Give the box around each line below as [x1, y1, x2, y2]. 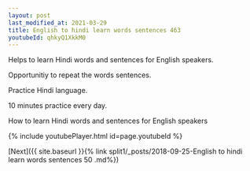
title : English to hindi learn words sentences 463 [8, 26, 181, 34]
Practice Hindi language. [8, 86, 88, 95]
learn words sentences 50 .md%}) [8, 155, 119, 165]
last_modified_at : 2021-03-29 [8, 19, 108, 27]
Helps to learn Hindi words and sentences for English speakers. [8, 55, 214, 65]
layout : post [8, 11, 51, 20]
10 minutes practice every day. [8, 101, 108, 110]
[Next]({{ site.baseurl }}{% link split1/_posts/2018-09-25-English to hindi [8, 147, 243, 156]
